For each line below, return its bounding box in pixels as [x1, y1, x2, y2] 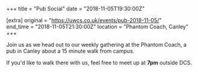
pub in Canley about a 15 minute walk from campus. [6, 47, 135, 55]
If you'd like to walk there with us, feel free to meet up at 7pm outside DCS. [6, 59, 193, 66]
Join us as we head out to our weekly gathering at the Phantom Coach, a [6, 41, 187, 48]
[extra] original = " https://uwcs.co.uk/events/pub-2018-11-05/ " [6, 17, 162, 23]
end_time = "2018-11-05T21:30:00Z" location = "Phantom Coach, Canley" [6, 23, 188, 30]
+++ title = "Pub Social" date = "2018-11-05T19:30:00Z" [6, 5, 145, 12]
